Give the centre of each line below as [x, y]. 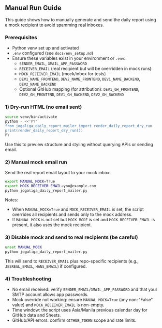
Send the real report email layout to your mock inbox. [58, 173]
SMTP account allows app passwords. [50, 295]
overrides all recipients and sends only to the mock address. [72, 214]
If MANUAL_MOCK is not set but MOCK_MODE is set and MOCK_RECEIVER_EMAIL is [83, 219]
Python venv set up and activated [45, 48]
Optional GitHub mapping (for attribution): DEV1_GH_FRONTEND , [79, 89]
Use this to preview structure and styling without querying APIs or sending [79, 144]
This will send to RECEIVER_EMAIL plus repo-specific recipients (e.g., [72, 261]
